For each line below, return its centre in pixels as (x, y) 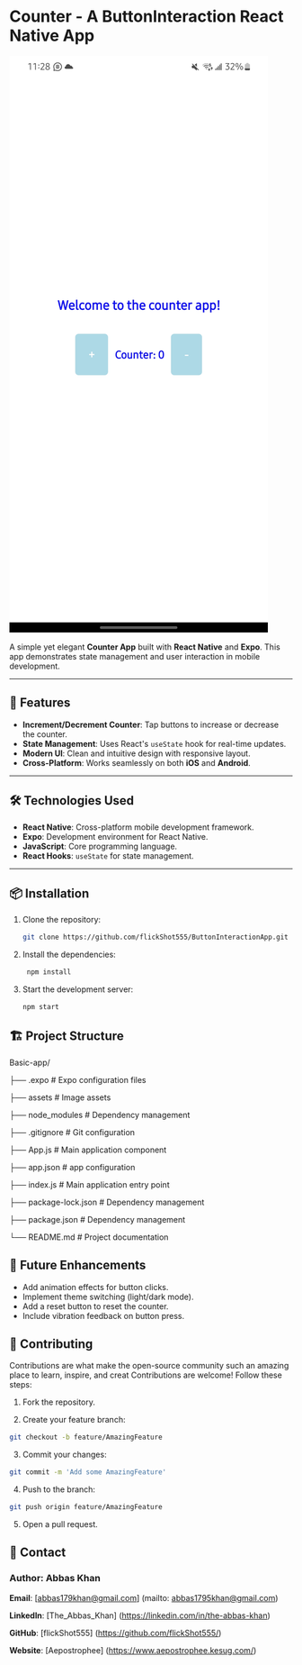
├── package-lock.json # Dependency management (107, 1202)
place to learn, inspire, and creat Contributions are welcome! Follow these (146, 1375)
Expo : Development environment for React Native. (115, 836)
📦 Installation (49, 893)
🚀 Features (40, 703)
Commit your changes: (64, 1455)
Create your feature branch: (74, 1420)
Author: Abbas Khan (55, 1579)
